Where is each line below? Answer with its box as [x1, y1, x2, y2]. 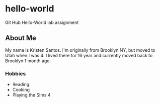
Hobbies [5, 70, 26, 77]
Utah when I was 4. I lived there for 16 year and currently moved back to [5, 52, 153, 58]
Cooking [12, 87, 30, 93]
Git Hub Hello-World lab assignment [5, 19, 79, 25]
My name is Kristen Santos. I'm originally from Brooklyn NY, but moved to [5, 47, 156, 53]
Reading [12, 82, 30, 88]
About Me [5, 34, 36, 42]
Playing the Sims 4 [12, 92, 51, 98]
